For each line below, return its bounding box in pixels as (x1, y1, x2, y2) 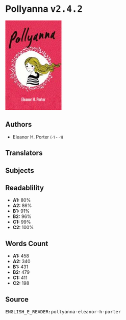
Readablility (5, 183, 44, 192)
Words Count (5, 239, 48, 248)
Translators (5, 149, 43, 157)
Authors (5, 120, 32, 129)
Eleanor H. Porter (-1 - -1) (12, 134, 64, 140)
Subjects (5, 166, 34, 175)
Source (5, 295, 29, 304)
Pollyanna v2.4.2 (5, 3, 83, 15)
